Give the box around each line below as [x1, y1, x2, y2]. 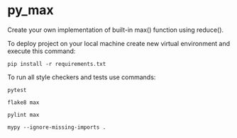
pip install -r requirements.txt [7, 60, 106, 67]
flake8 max [7, 98, 40, 106]
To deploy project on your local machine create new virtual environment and [7, 39, 231, 47]
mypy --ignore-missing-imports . [7, 123, 106, 131]
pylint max [7, 111, 40, 118]
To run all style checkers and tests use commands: [7, 73, 156, 81]
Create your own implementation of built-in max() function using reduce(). [7, 25, 224, 34]
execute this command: [7, 47, 76, 55]
